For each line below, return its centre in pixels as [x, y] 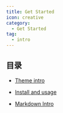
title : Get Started [30, 12]
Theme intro [30, 80]
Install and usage [36, 92]
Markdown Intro [34, 103]
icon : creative [25, 17]
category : [18, 23]
